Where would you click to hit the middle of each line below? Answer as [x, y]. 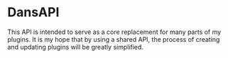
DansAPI [33, 12]
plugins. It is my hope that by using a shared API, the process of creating [114, 39]
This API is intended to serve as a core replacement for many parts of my [114, 32]
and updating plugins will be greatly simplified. [76, 47]
